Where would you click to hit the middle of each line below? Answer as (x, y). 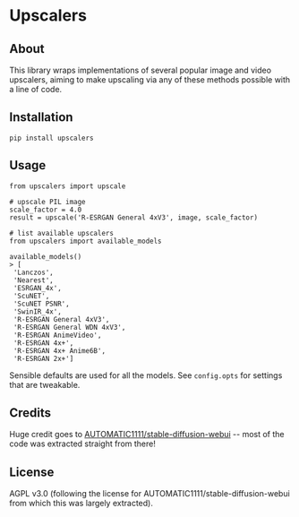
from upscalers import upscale (68, 186)
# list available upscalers (62, 233)
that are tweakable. (45, 384)
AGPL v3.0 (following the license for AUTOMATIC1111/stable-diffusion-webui (150, 494)
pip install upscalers (51, 138)
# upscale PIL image (48, 202)
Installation (41, 117)
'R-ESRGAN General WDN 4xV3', (69, 327)
